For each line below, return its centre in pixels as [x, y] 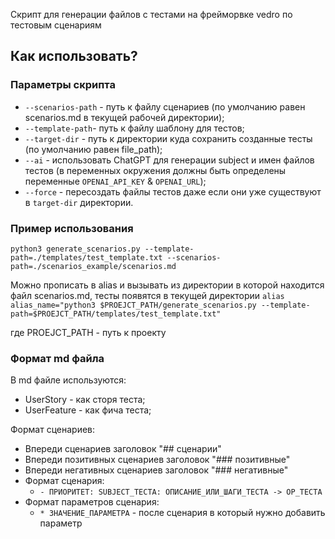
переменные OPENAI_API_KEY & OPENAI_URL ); [115, 181]
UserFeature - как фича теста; [88, 410]
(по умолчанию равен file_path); [93, 149]
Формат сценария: [64, 481]
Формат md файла [57, 358]
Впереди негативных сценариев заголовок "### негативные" [156, 470]
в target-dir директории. [79, 202]
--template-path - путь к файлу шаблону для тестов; [134, 128]
